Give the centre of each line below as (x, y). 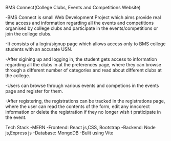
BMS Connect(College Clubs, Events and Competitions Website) (73, 7)
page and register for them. (34, 91)
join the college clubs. (29, 34)
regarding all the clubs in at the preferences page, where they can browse (83, 65)
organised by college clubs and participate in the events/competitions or (82, 28)
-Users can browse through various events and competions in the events (82, 85)
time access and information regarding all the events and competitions (80, 23)
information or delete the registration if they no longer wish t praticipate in (83, 112)
